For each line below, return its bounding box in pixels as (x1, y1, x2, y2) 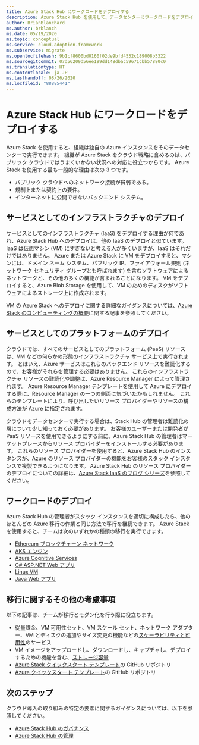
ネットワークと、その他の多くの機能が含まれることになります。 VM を (6, 274, 178, 281)
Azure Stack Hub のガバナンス (14, 725, 89, 732)
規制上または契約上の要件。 (14, 186, 83, 193)
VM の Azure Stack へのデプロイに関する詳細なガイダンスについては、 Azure (6, 302, 193, 309)
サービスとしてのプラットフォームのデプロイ (6, 328, 170, 339)
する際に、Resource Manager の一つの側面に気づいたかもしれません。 (6, 390, 179, 397)
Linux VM (14, 568, 39, 575)
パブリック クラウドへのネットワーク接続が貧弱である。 (14, 179, 152, 186)
